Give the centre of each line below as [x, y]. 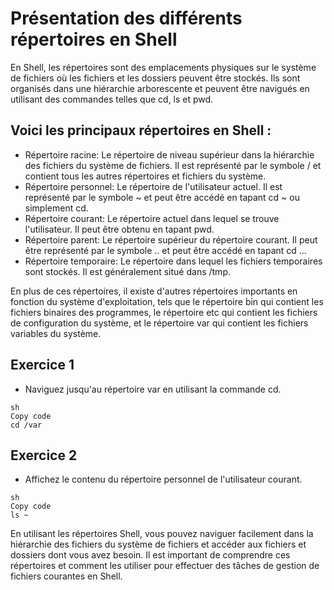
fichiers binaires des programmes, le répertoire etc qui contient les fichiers [164, 312]
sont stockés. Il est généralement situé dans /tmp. [127, 271]
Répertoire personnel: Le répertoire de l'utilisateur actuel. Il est [153, 186]
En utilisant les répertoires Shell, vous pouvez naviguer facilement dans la [162, 534]
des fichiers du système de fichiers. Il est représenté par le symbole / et [173, 165]
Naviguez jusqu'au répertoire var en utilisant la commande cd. [153, 389]
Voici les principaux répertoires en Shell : [141, 130]
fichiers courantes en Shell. [66, 576]
